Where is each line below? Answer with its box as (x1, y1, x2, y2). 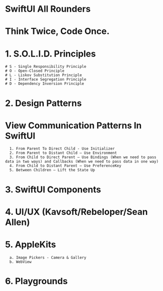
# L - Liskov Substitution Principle (5, 73, 82, 78)
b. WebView (9, 259, 32, 264)
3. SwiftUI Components (5, 184, 101, 195)
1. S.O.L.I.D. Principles (5, 48, 96, 59)
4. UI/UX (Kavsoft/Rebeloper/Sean (5, 206, 148, 217)
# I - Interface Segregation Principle (5, 77, 87, 82)
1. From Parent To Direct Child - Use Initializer (9, 146, 115, 151)
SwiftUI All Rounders (5, 3, 91, 15)
